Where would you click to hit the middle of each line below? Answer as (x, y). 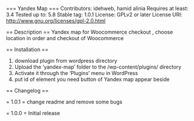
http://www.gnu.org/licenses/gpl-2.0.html (56, 21)
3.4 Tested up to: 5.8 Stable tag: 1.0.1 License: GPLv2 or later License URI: (94, 15)
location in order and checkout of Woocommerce (65, 38)
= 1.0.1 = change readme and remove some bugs (64, 102)
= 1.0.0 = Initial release (33, 113)
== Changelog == (27, 90)
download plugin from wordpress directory (66, 61)
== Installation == (27, 49)
